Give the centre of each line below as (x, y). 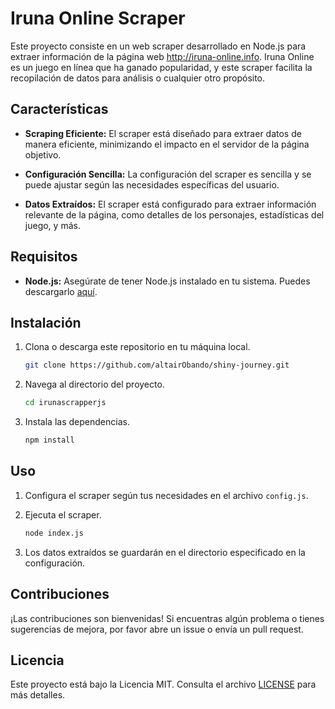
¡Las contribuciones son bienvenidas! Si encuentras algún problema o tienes (167, 618)
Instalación (46, 322)
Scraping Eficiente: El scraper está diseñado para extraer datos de (163, 133)
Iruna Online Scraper (98, 18)
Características (59, 109)
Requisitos (44, 257)
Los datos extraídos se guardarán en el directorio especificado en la (165, 552)
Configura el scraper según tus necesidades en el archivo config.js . (166, 495)
